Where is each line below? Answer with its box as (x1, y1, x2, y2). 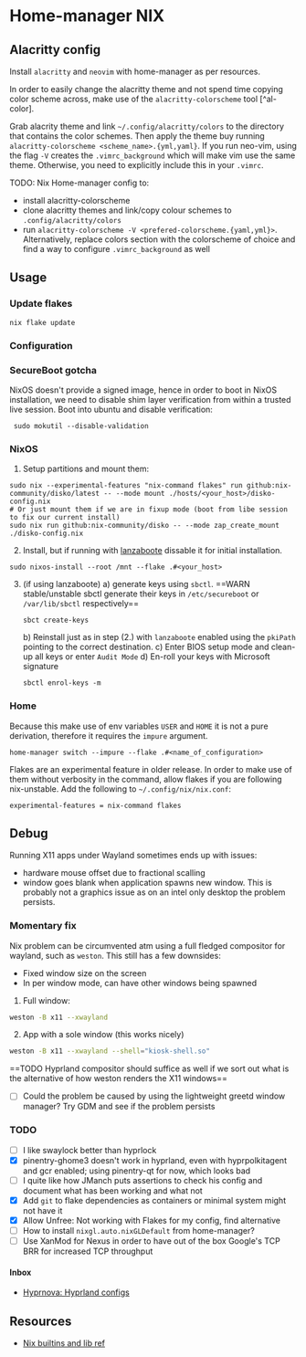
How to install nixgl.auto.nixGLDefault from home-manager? (22, 1226, 256, 1236)
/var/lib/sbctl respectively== (22, 598, 140, 609)
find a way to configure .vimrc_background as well (22, 244, 210, 254)
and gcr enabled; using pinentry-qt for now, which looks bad (22, 1165, 251, 1176)
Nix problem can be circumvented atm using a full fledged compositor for (9, 940, 286, 951)
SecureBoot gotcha (9, 363, 98, 376)
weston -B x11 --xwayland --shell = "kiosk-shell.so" (9, 1047, 210, 1056)
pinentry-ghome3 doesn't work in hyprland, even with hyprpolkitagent (22, 1154, 288, 1165)
